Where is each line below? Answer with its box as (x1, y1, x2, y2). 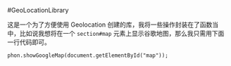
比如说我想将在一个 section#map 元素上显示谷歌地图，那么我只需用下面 (19, 29, 225, 37)
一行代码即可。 (7, 38, 51, 46)
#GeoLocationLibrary (7, 6, 69, 14)
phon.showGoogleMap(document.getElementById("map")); (7, 52, 169, 59)
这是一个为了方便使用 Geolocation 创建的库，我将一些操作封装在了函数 (7, 20, 213, 29)
